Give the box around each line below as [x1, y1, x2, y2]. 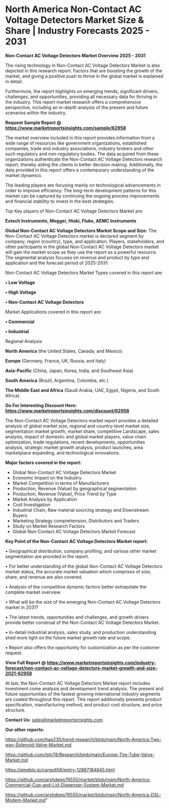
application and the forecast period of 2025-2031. [5, 259, 109, 266]
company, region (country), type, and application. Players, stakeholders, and [5, 238, 164, 244]
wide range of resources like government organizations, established [5, 140, 147, 146]
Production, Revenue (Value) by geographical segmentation [12, 485, 137, 491]
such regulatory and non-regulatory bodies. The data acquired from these [5, 151, 159, 157]
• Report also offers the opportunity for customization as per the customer [5, 644, 160, 650]
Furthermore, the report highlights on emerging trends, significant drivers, [5, 88, 159, 94]
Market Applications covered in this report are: [5, 308, 102, 315]
